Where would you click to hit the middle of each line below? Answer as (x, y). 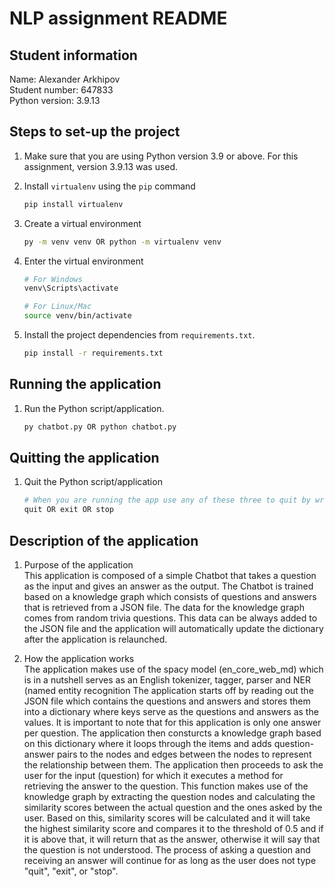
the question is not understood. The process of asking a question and (167, 850)
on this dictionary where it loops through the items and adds (147, 743)
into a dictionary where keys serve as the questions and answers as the (171, 711)
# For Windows (53, 279)
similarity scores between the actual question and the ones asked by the (173, 807)
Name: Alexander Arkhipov (65, 79)
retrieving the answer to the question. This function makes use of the (166, 786)
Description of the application (104, 540)
